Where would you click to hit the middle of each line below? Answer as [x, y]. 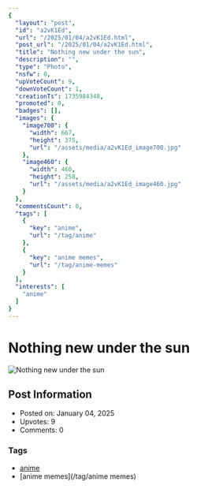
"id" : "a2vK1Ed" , [44, 30]
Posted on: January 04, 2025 [67, 413]
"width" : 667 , [52, 133]
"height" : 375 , [54, 140]
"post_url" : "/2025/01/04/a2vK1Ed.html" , [84, 45]
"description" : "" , [47, 60]
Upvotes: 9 [37, 422]
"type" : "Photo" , [44, 67]
